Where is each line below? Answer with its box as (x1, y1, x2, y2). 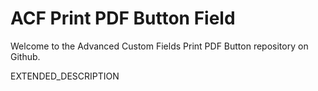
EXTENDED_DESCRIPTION (10, 70, 120, 82)
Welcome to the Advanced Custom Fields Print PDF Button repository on (10, 40, 309, 52)
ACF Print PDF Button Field (10, 7, 236, 30)
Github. (10, 50, 41, 62)
